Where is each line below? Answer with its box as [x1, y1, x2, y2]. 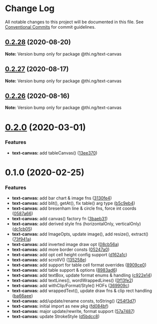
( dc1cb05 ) [12, 226, 32, 232]
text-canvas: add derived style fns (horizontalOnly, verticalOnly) [12, 221, 141, 227]
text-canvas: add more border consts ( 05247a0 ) [12, 247, 110, 252]
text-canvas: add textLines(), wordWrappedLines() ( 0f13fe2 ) [12, 278, 134, 283]
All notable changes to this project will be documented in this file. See [5, 19, 144, 25]
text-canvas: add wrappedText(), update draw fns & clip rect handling [12, 288, 152, 293]
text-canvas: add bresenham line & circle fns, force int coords [12, 205, 137, 211]
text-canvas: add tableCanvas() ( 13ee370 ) [12, 150, 98, 155]
